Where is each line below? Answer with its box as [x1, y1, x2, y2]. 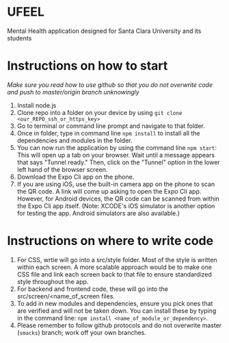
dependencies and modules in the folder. [16, 136, 133, 144]
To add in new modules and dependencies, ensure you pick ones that [16, 299, 213, 307]
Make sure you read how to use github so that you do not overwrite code [7, 80, 213, 89]
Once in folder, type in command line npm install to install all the [16, 129, 200, 137]
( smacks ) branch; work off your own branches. [16, 328, 147, 336]
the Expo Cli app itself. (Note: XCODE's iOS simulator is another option [16, 201, 215, 209]
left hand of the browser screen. [16, 165, 108, 173]
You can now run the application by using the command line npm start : [16, 143, 217, 151]
